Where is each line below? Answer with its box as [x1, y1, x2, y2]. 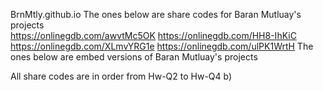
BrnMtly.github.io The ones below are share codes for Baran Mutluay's [10, 9, 302, 20]
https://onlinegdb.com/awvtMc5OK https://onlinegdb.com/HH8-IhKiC [10, 30, 297, 41]
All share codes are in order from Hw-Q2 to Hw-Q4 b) [10, 70, 233, 82]
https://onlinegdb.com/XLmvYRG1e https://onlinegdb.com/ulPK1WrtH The [10, 40, 314, 52]
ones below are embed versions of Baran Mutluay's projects [10, 51, 258, 63]
